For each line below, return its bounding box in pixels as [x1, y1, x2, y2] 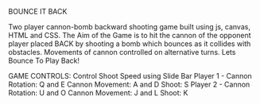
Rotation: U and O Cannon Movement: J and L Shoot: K [8, 88, 188, 98]
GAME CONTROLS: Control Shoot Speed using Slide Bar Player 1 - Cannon [8, 71, 252, 80]
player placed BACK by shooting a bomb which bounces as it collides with [8, 39, 251, 48]
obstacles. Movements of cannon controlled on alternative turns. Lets [8, 48, 236, 56]
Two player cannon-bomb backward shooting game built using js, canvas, [8, 22, 250, 31]
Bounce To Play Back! [8, 56, 80, 65]
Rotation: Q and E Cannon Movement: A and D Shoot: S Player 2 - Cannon [8, 79, 250, 89]
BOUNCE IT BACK [8, 7, 68, 16]
